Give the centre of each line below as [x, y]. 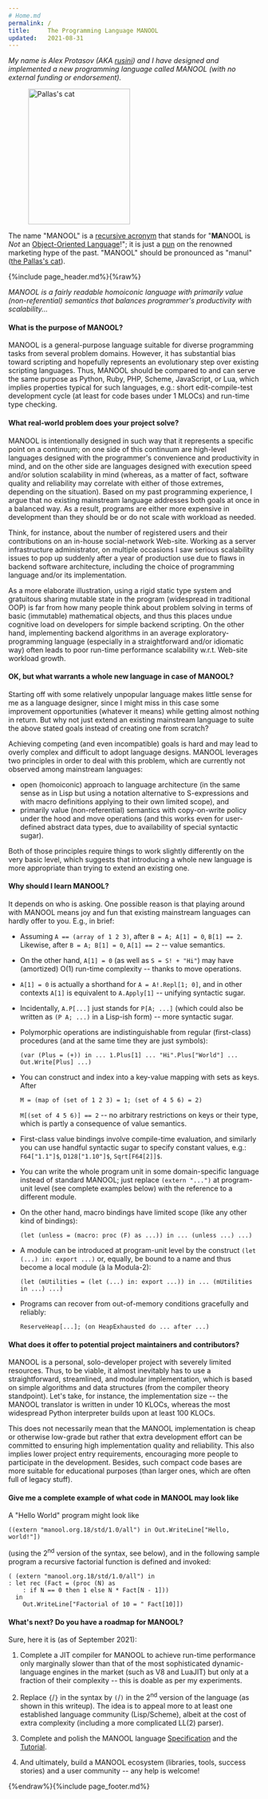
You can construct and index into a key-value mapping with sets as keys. [139, 1077]
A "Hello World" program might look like [74, 1516]
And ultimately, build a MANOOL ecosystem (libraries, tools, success [133, 1762]
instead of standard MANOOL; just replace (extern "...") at [120, 1180]
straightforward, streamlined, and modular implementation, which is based [130, 1379]
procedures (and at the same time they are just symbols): [114, 1041]
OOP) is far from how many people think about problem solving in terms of [131, 607]
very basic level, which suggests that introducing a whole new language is [130, 859]
